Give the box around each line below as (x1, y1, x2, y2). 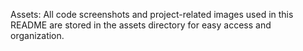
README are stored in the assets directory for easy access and (10, 19, 272, 31)
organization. (10, 30, 65, 41)
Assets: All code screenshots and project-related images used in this (10, 9, 294, 20)
